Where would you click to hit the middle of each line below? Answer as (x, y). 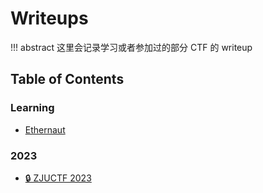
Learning (32, 108)
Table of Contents (67, 79)
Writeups (49, 18)
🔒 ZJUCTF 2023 (58, 178)
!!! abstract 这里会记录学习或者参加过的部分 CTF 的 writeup (131, 47)
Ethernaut (45, 129)
